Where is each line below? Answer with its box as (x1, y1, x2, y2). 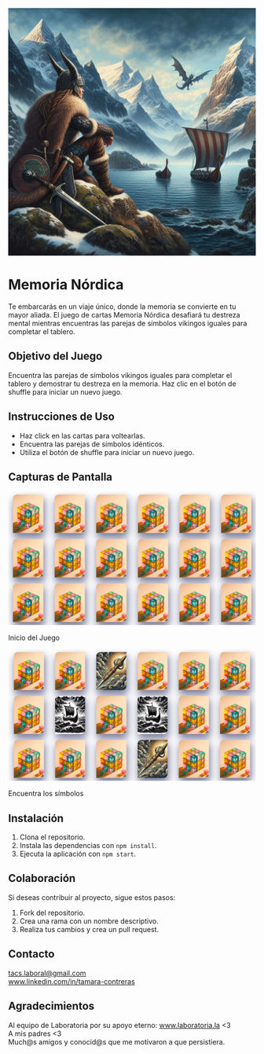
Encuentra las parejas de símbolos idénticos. (19, 439, 165, 449)
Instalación (8, 811, 64, 824)
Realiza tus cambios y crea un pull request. (19, 924, 159, 934)
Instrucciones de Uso (8, 410, 115, 424)
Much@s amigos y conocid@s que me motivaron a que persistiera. (8, 1037, 225, 1046)
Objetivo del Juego (8, 350, 103, 363)
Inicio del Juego (8, 633, 60, 643)
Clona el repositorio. (19, 832, 86, 842)
